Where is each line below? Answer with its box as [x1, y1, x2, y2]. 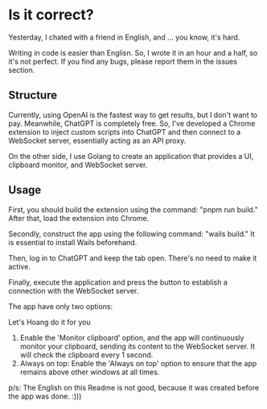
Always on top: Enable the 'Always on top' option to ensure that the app [19, 358, 257, 368]
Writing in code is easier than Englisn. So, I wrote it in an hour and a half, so [8, 48, 258, 57]
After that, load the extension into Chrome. [8, 213, 150, 223]
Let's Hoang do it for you [8, 317, 91, 327]
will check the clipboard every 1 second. [19, 349, 154, 360]
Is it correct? [8, 6, 94, 24]
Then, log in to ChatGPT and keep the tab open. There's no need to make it [8, 252, 257, 263]
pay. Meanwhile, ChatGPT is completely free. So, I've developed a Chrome [8, 119, 256, 128]
